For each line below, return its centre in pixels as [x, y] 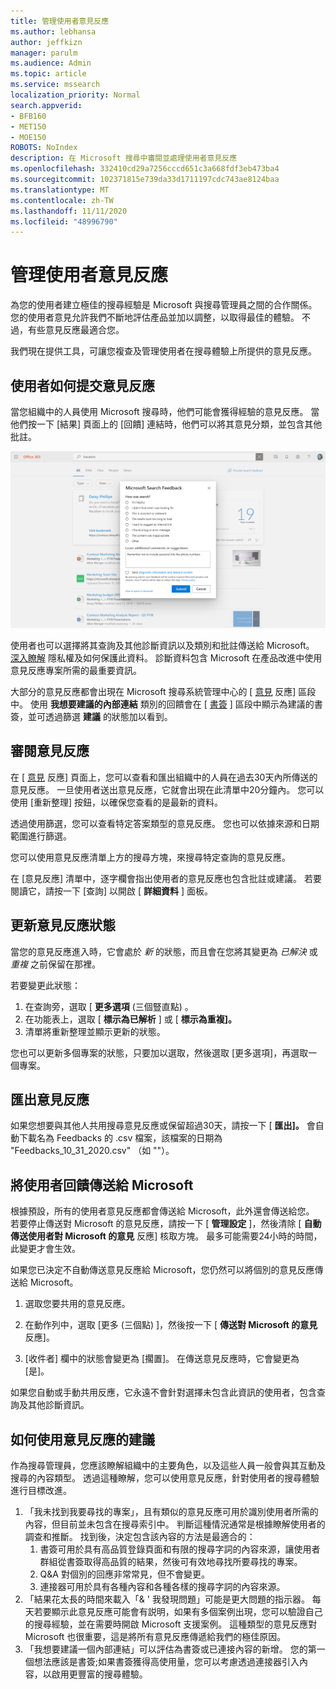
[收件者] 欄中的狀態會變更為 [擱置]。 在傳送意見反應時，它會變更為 [162, 1359]
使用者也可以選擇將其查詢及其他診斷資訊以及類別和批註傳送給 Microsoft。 [162, 645]
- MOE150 [28, 137]
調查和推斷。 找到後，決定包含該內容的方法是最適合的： [140, 1537]
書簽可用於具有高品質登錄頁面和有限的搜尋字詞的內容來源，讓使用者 [180, 1549]
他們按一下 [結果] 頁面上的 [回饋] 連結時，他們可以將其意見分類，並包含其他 [166, 424]
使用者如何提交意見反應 [82, 385]
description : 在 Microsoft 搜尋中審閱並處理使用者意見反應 [124, 158]
